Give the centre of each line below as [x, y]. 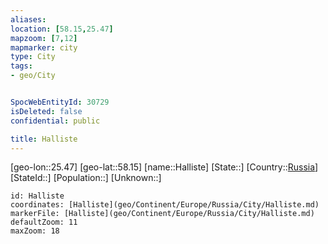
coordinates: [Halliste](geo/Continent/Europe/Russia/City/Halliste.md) [165, 205]
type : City [33, 57]
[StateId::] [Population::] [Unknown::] [86, 178]
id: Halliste [37, 196]
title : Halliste [44, 139]
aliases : [28, 19]
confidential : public [55, 121]
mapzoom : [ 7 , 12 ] [44, 38]
